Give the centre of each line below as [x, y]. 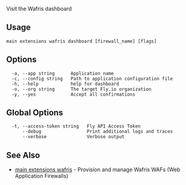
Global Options [35, 113]
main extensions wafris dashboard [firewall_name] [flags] [82, 41]
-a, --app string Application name [63, 73]
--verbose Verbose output [73, 137]
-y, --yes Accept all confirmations [73, 94]
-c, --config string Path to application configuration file [92, 78]
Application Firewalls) [42, 176]
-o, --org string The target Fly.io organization [82, 89]
